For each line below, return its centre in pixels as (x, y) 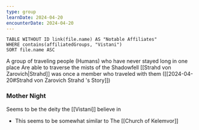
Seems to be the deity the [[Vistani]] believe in (64, 109)
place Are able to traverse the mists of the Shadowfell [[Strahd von (89, 67)
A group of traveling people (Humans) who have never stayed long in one (97, 61)
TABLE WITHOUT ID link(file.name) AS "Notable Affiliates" (82, 40)
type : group (21, 12)
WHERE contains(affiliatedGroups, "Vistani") (64, 45)
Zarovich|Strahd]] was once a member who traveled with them (84, 74)
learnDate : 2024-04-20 (35, 17)
